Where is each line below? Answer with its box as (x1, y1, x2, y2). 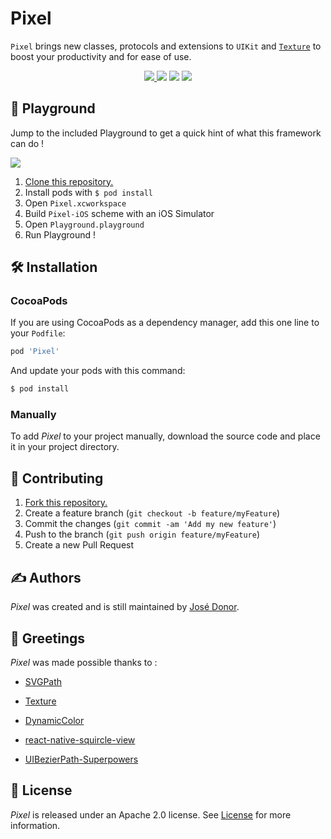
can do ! (10, 137, 45, 149)
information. (10, 819, 61, 831)
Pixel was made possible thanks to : (10, 656, 158, 668)
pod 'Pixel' (10, 347, 60, 357)
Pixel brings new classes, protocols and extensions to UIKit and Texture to (10, 40, 322, 52)
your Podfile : (10, 327, 66, 339)
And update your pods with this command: (10, 365, 186, 377)
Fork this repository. (24, 497, 108, 509)
